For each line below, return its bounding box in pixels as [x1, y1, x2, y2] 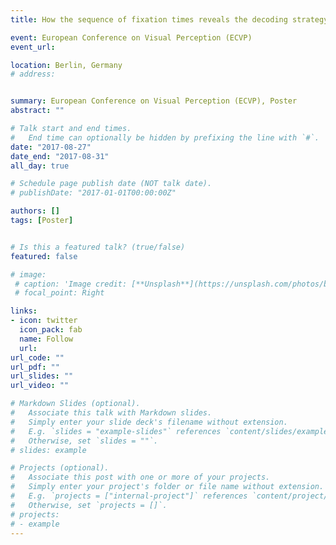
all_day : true [10, 161, 70, 171]
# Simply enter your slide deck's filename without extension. [10, 417, 288, 427]
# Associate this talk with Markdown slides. [10, 408, 213, 418]
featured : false [10, 251, 78, 261]
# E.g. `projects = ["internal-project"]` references [10, 491, 248, 501]
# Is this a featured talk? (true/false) [10, 242, 186, 252]
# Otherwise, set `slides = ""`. [10, 436, 159, 446]
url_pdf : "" [10, 362, 60, 372]
